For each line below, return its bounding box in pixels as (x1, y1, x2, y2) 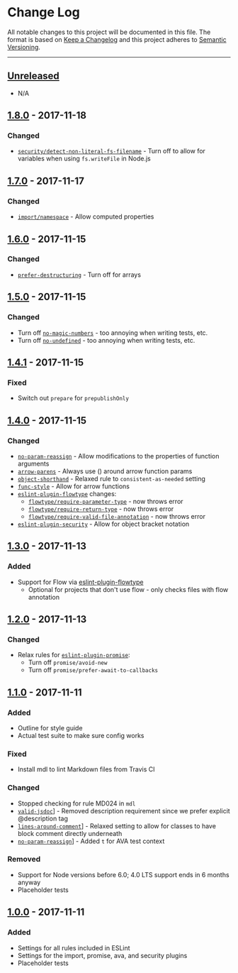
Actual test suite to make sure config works (17, 731, 144, 740)
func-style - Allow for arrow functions (17, 482, 130, 490)
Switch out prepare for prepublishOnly (17, 394, 130, 402)
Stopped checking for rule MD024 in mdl (17, 799, 136, 808)
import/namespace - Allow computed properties (17, 212, 154, 221)
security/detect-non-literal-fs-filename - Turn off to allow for (17, 147, 205, 155)
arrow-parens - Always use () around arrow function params (17, 466, 193, 475)
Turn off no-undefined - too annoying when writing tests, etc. (17, 336, 195, 344)
